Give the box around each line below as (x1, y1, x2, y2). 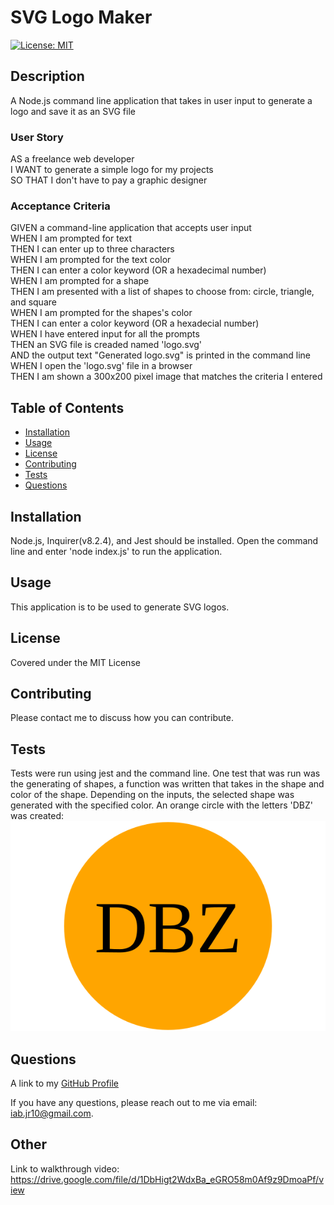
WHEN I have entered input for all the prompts (10, 328, 200, 340)
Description (10, 68, 85, 85)
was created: (10, 810, 65, 822)
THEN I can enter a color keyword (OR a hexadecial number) (10, 317, 260, 330)
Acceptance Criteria (10, 199, 111, 213)
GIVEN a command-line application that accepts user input (10, 222, 252, 234)
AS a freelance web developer (10, 153, 135, 165)
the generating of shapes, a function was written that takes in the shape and (10, 778, 325, 790)
